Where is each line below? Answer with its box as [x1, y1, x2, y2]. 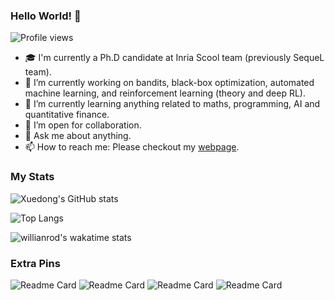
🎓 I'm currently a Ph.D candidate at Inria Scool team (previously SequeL [24, 52, 325, 64]
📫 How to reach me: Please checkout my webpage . [24, 141, 240, 153]
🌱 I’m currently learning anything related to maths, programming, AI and [24, 98, 321, 110]
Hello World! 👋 [10, 9, 82, 23]
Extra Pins [10, 256, 61, 270]
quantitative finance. [24, 109, 110, 121]
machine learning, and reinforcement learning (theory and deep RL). [24, 87, 307, 99]
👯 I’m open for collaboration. [24, 119, 142, 131]
